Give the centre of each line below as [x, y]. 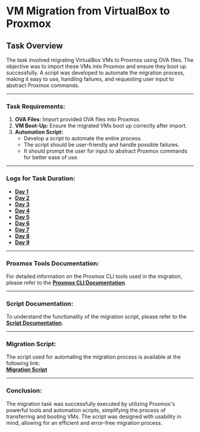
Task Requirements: [36, 106]
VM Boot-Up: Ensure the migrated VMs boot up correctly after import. [101, 126]
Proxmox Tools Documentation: [53, 263]
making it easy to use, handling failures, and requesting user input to [90, 79]
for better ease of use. [51, 158]
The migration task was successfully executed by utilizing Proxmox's [91, 403]
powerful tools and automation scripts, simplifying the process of [86, 410]
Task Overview [35, 46]
